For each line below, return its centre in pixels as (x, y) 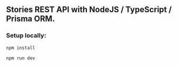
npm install (21, 48)
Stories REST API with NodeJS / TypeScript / (89, 10)
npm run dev (21, 58)
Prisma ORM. (31, 19)
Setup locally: (26, 36)
